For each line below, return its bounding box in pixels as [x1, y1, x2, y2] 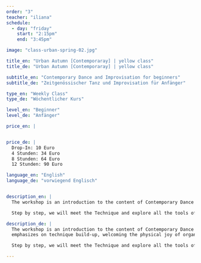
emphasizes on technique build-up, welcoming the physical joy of [11, 232, 181, 238]
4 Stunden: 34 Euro [11, 150, 60, 156]
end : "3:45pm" [17, 36, 52, 42]
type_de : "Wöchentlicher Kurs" [6, 96, 84, 102]
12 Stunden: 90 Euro [11, 162, 63, 168]
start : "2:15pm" [17, 31, 58, 37]
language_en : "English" [6, 172, 66, 178]
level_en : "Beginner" [6, 107, 60, 113]
